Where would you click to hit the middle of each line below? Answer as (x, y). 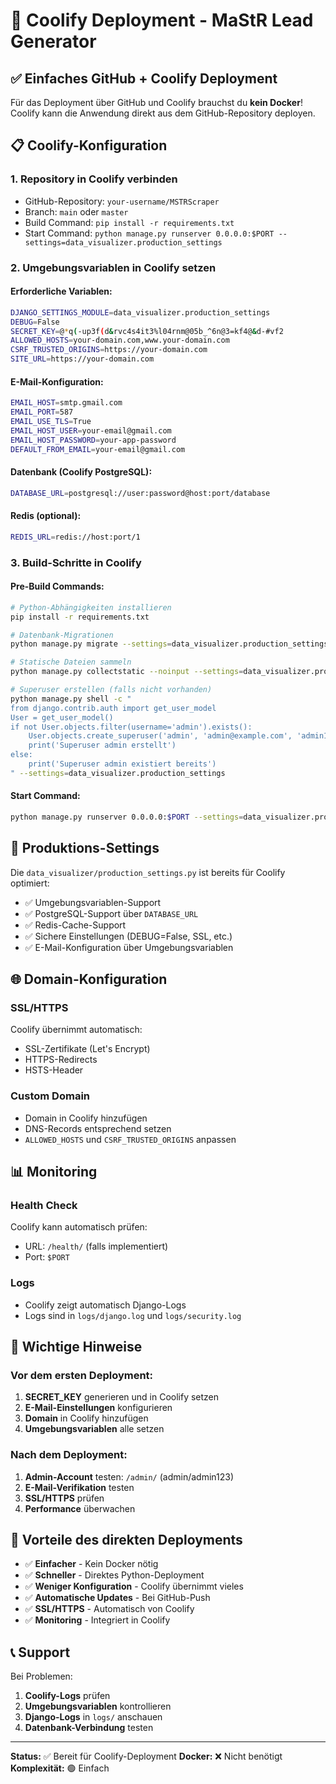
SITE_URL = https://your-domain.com (82, 359)
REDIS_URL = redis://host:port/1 (75, 537)
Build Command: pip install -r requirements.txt (129, 222)
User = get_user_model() (62, 717)
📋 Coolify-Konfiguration (89, 145)
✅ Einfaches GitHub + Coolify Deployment (144, 78)
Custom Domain (50, 1096)
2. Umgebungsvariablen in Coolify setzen (113, 267)
